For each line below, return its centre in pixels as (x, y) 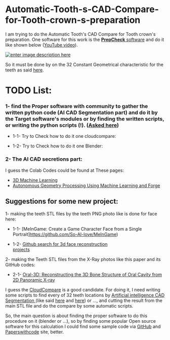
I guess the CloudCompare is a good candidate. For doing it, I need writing (83, 289)
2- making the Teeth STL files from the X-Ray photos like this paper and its (83, 259)
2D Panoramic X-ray (34, 280)
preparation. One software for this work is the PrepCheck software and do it (85, 40)
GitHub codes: (20, 265)
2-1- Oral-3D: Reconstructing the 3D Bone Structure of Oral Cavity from (87, 274)
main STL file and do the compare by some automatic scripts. (69, 306)
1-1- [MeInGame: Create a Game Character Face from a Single (77, 229)
